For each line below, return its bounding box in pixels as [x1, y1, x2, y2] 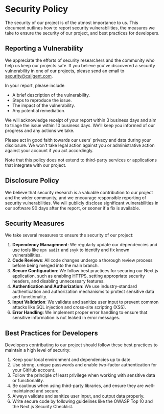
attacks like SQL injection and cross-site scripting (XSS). [12, 304, 126, 310]
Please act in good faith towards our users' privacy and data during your [5, 137, 151, 143]
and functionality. [12, 294, 47, 300]
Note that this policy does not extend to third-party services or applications [5, 157, 157, 163]
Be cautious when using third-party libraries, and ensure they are [12, 383, 144, 388]
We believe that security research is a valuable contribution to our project [5, 189, 153, 195]
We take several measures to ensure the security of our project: [5, 232, 134, 238]
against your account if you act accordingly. [5, 147, 94, 153]
